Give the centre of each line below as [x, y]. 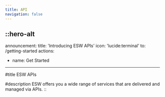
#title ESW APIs [21, 74]
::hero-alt [20, 34]
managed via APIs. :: [26, 89]
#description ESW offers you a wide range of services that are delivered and [82, 84]
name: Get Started [31, 61]
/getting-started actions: [30, 51]
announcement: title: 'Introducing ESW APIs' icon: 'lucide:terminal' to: [75, 46]
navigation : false [24, 14]
